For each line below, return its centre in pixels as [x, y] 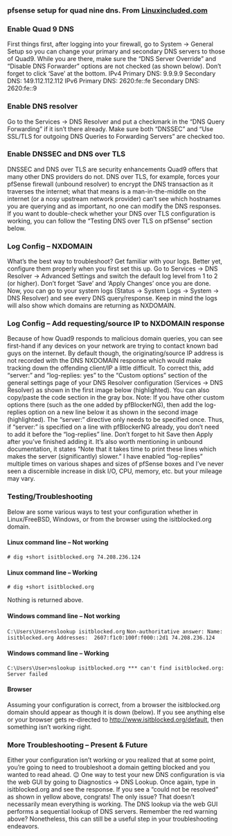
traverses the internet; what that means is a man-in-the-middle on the [107, 191]
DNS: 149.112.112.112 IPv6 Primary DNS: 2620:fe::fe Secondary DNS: [104, 81]
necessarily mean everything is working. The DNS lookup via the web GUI [113, 804]
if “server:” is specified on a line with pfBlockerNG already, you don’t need [113, 427]
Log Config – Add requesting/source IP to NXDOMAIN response [116, 323]
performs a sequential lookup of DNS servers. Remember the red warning [113, 812]
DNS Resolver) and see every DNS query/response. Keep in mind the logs [113, 298]
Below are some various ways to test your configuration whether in [103, 511]
